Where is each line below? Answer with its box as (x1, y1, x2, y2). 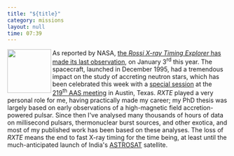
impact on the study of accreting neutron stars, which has (52, 72, 219, 80)
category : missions (7, 17, 64, 24)
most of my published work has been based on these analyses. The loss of (7, 125, 224, 134)
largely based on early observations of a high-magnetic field (7, 103, 182, 112)
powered (7, 111, 33, 119)
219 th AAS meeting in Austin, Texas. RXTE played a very (52, 87, 214, 97)
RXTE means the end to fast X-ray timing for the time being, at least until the (7, 133, 227, 141)
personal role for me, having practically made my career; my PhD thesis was (7, 96, 228, 104)
